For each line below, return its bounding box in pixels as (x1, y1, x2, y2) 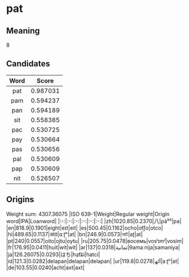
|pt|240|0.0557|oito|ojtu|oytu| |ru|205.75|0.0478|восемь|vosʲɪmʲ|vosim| (6, 237, 184, 244)
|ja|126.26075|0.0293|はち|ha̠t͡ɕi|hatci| (6, 251, 100, 258)
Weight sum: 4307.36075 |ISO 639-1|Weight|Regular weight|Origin (6, 210, 170, 217)
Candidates (6, 59, 50, 69)
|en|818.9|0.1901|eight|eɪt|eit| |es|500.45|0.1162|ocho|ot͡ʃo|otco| (6, 224, 163, 232)
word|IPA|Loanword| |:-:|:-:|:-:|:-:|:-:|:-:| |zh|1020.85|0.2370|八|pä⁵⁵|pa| (6, 217, 182, 224)
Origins (6, 194, 35, 205)
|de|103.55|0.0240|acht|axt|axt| (6, 264, 85, 271)
